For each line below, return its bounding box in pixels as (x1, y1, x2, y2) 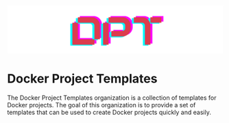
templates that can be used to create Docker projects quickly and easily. (7, 108, 211, 116)
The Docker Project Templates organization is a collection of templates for (7, 94, 217, 102)
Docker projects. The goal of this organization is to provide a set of (7, 100, 196, 109)
